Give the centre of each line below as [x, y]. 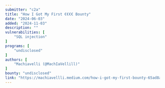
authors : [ [16, 60]
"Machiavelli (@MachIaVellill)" [47, 64]
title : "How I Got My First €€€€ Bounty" [48, 14]
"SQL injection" [31, 37]
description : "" [22, 28]
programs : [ [17, 46]
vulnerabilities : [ [25, 32]
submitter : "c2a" [23, 10]
